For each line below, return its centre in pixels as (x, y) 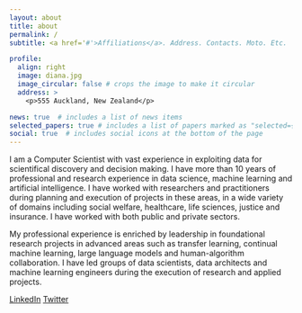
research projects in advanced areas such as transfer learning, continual (143, 244)
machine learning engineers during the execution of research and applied (145, 273)
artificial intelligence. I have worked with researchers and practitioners (139, 188)
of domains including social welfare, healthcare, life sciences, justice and (145, 207)
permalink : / (34, 34)
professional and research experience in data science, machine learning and (151, 179)
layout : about (36, 18)
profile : (26, 59)
